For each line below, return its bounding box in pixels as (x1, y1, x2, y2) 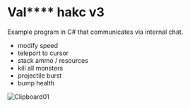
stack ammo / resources (17, 56, 88, 64)
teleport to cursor (17, 49, 69, 57)
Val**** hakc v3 (7, 4, 105, 20)
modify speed (17, 41, 59, 49)
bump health (17, 78, 55, 87)
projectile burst (17, 71, 62, 80)
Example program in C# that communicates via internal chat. (7, 28, 184, 36)
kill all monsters (17, 64, 64, 72)
